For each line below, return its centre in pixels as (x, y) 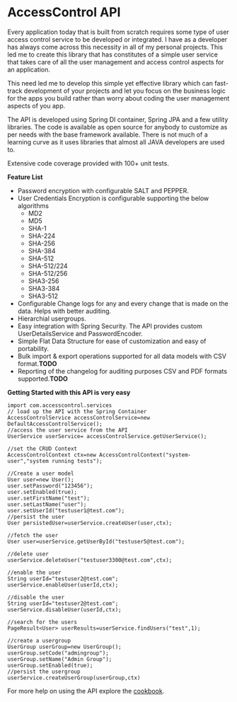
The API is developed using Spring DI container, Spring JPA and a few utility (118, 119)
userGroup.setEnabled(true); (50, 665)
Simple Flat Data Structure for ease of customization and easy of (112, 341)
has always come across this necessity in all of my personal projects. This (115, 47)
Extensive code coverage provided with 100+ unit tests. (88, 163)
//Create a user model (41, 473)
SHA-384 (42, 251)
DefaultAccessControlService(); (55, 424)
